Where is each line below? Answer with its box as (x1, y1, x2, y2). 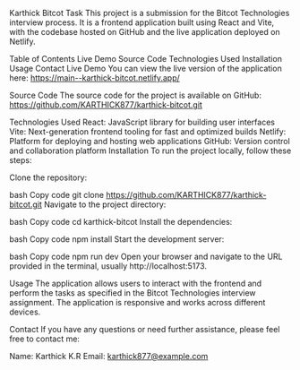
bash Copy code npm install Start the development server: (9, 234, 225, 245)
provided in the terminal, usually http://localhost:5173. (9, 261, 208, 271)
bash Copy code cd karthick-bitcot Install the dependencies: (9, 217, 233, 227)
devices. (9, 306, 41, 317)
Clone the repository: (9, 172, 88, 183)
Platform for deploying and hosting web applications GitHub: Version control (9, 136, 291, 146)
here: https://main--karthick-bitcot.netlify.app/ (9, 73, 181, 83)
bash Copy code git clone (9, 190, 105, 200)
